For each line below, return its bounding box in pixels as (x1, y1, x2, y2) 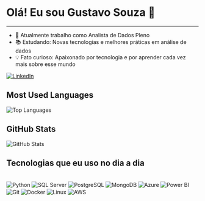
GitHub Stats (6, 124, 56, 134)
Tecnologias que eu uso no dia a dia (6, 158, 145, 168)
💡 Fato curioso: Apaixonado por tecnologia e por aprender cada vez (15, 53, 186, 60)
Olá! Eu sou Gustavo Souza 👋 (6, 5, 156, 20)
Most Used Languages (6, 90, 93, 100)
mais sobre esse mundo (15, 60, 76, 68)
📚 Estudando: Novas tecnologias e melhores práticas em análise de (15, 38, 187, 45)
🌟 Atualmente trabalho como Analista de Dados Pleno (15, 31, 150, 38)
